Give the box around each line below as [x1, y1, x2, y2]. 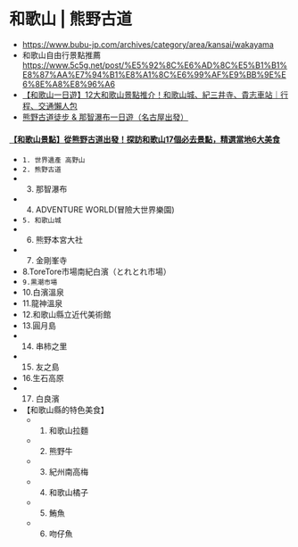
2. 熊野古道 [21, 165, 62, 175]
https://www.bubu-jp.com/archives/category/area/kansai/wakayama [21, 38, 274, 50]
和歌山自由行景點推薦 [21, 49, 101, 60]
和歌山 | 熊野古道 [9, 9, 132, 29]
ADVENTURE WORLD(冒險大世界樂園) [35, 204, 176, 215]
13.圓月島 [21, 320, 56, 331]
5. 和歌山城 [21, 216, 62, 225]
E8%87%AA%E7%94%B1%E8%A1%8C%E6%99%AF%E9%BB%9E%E [21, 69, 287, 79]
